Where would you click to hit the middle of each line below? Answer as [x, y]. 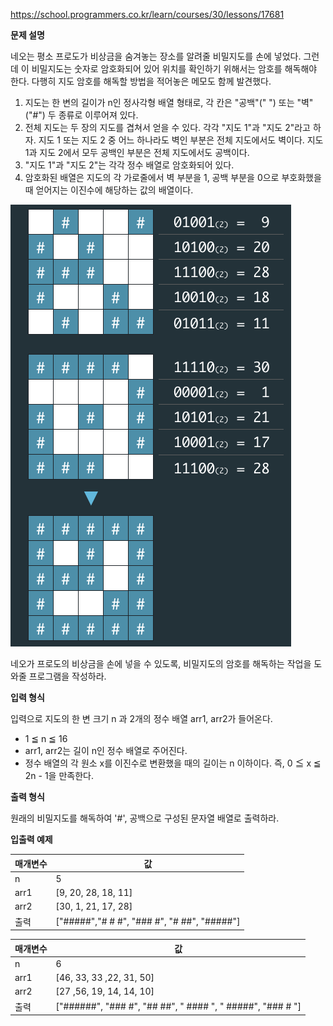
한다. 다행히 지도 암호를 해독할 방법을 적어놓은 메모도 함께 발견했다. [141, 81]
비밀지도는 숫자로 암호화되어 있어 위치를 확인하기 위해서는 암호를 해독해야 [174, 68]
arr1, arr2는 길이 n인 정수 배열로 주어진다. [106, 750]
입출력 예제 [31, 839]
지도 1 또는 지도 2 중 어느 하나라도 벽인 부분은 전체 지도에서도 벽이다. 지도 [181, 140]
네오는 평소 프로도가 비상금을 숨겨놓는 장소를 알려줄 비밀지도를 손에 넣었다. [156, 56]
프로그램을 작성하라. [67, 676]
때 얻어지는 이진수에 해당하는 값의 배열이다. [109, 190]
